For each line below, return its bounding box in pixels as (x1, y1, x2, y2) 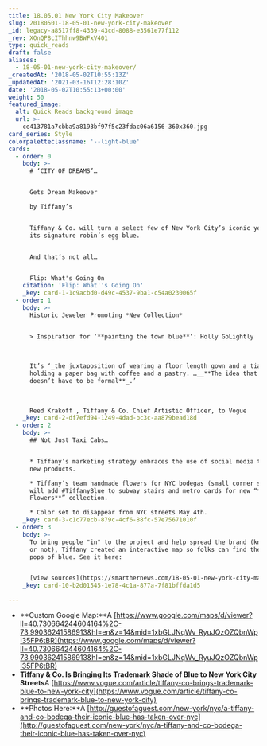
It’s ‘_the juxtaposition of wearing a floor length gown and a (29, 362, 247, 370)
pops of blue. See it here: (29, 553, 123, 561)
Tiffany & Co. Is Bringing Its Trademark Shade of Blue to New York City (19, 670, 257, 679)
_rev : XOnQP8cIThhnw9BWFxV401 (8, 33, 109, 42)
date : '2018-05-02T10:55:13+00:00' (8, 85, 126, 94)
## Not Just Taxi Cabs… (29, 436, 109, 444)
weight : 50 (8, 93, 44, 101)
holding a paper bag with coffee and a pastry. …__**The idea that (29, 369, 258, 378)
